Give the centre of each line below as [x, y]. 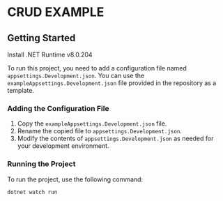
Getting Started [41, 38]
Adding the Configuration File [58, 108]
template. [21, 90]
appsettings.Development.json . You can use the [76, 75]
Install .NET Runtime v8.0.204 [50, 54]
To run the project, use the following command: [75, 179]
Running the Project [41, 164]
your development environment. [63, 146]
